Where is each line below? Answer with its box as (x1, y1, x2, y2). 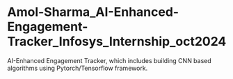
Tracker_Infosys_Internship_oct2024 (7, 34, 227, 49)
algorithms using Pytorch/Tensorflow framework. (7, 64, 148, 72)
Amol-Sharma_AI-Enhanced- (7, 4, 179, 20)
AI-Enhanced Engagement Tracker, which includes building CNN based (7, 56, 212, 64)
